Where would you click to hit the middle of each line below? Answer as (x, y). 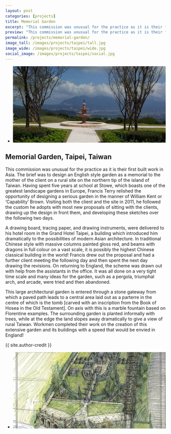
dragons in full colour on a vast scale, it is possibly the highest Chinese (80, 249)
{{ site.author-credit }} (28, 345)
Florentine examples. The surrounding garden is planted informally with (80, 313)
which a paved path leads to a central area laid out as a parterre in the (79, 297)
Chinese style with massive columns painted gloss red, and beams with (80, 244)
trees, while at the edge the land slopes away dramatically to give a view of (84, 319)
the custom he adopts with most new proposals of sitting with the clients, (82, 207)
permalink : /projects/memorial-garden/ (48, 38)
